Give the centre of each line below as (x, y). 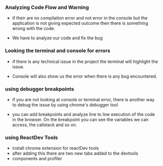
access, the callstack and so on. (45, 125)
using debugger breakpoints (40, 89)
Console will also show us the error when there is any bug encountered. (85, 76)
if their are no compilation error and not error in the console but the (80, 18)
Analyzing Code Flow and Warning (47, 7)
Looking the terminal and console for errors (58, 51)
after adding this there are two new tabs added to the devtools (75, 153)
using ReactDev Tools (32, 138)
